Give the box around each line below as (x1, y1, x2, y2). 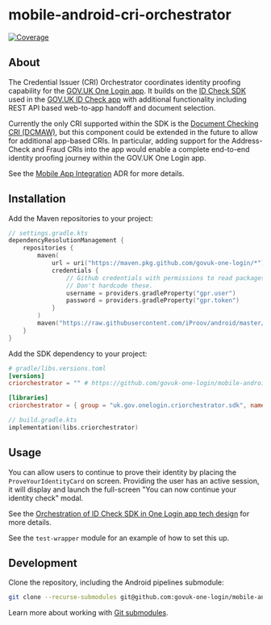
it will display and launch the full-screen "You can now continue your (8, 484, 236, 494)
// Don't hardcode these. (65, 281, 153, 290)
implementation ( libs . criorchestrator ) (8, 423, 139, 431)
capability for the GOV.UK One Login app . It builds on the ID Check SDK (8, 86, 246, 95)
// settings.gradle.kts (8, 229, 89, 237)
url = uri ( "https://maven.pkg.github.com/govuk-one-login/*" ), (51, 259, 269, 267)
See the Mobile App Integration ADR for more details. (8, 168, 185, 178)
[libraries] (8, 394, 48, 402)
